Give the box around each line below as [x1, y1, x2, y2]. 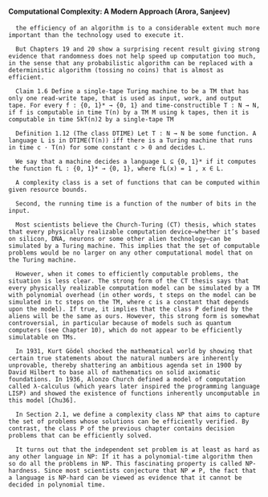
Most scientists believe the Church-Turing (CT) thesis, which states [15, 221, 257, 229]
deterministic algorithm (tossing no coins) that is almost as [8, 67, 225, 75]
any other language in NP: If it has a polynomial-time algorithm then [8, 453, 253, 461]
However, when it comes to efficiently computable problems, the [15, 270, 239, 279]
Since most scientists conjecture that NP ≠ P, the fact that [43, 466, 257, 475]
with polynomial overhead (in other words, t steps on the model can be [8, 291, 257, 299]
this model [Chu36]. [8, 397, 78, 405]
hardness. [8, 466, 42, 475]
